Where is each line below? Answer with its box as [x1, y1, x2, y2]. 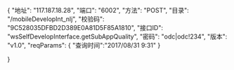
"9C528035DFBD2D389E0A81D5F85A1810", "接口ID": [7, 24, 164, 31]
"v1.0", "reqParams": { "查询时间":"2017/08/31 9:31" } [7, 41, 161, 49]
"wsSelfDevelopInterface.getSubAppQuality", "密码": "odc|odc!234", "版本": [7, 32, 228, 41]
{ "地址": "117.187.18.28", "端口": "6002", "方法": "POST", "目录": [7, 6, 190, 14]
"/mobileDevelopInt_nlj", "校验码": [7, 15, 105, 23]
